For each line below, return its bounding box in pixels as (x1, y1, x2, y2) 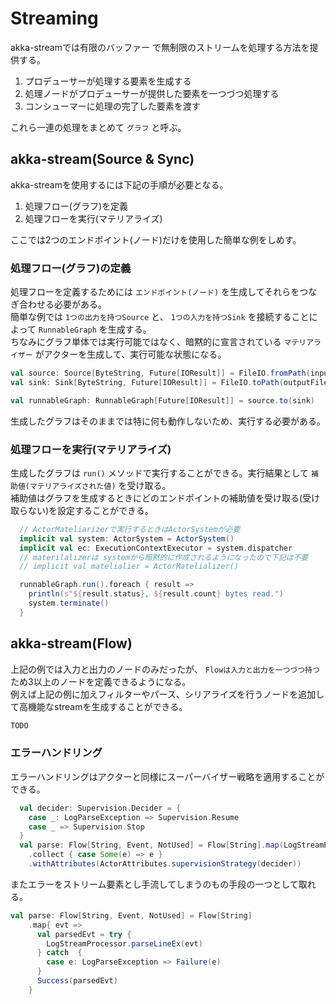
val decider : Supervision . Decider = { (19, 803, 182, 813)
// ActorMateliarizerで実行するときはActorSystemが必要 (19, 524, 241, 534)
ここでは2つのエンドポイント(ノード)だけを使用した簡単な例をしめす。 (10, 233, 302, 246)
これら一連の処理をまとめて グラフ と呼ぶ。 (10, 121, 187, 133)
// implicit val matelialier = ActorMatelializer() (19, 562, 240, 572)
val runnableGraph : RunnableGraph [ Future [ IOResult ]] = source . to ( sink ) (10, 395, 315, 406)
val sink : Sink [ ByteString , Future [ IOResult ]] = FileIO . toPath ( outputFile (10, 377, 329, 387)
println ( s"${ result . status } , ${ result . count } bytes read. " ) (28, 589, 284, 599)
